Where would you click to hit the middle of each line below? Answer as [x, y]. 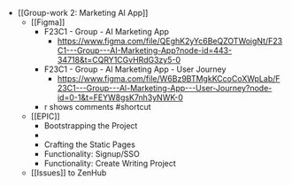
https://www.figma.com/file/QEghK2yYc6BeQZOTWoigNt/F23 [170, 41]
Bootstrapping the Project [91, 126]
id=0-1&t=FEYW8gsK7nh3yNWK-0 [120, 97]
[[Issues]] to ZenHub [69, 173]
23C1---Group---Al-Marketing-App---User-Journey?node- [165, 88]
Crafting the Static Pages [89, 144]
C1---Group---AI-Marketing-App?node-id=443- [145, 50]
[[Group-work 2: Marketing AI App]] [83, 13]
